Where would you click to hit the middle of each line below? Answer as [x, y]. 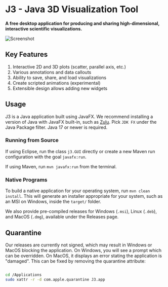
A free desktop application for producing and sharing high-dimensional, [82, 23]
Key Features [27, 55]
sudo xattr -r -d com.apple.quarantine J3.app [55, 279]
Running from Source [32, 140]
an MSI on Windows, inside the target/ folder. [53, 202]
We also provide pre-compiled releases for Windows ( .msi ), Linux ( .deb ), [81, 211]
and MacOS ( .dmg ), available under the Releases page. [62, 217]
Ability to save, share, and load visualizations [59, 78]
